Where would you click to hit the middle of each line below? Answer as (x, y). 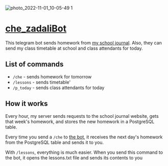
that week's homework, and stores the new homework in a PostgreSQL (80, 121)
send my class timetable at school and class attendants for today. (74, 48)
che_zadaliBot (36, 29)
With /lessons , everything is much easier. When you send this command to (84, 152)
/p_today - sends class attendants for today (58, 88)
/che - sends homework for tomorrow (52, 76)
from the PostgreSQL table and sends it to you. (55, 142)
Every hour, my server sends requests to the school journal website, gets (82, 116)
